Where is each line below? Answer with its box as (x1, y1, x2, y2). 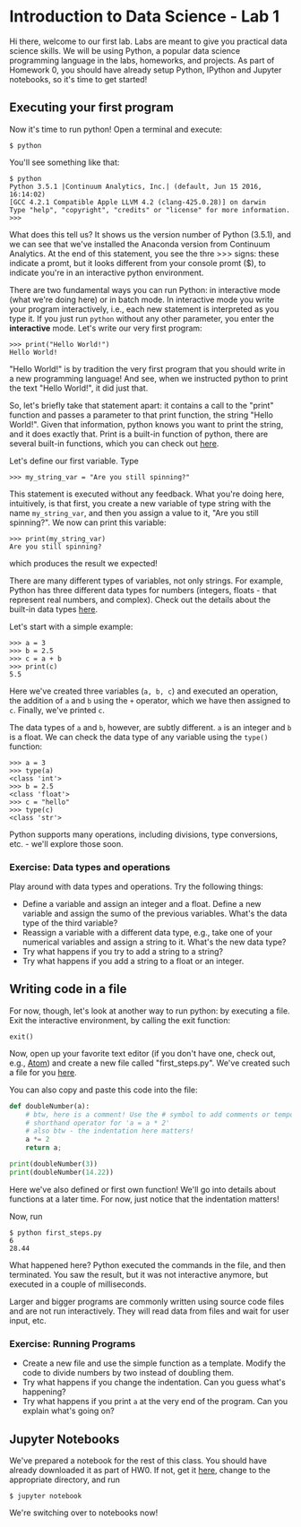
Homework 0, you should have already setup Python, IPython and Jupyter (9, 65, 282, 75)
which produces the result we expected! (9, 557, 159, 568)
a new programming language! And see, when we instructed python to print (9, 373, 288, 384)
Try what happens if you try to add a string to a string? (21, 946, 224, 957)
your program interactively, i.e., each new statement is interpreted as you (9, 303, 279, 315)
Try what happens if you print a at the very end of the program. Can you (21, 1396, 288, 1407)
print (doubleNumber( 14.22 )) (9, 1168, 115, 1177)
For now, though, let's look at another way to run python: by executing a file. (9, 1005, 290, 1016)
